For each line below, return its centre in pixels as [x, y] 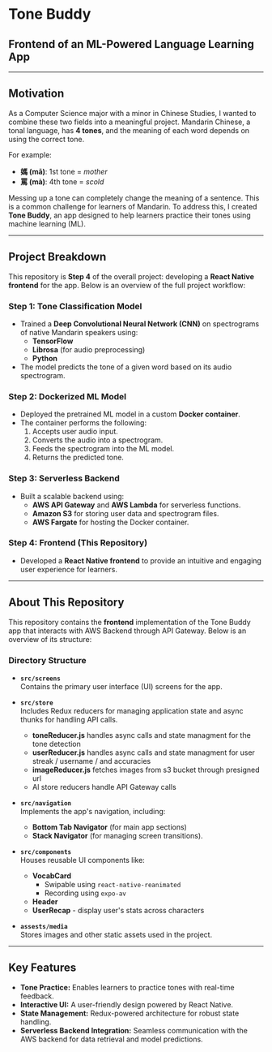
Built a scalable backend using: [72, 496]
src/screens [40, 679]
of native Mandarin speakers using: [79, 332]
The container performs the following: [83, 423]
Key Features [42, 968]
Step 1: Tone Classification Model [75, 306]
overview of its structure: [50, 639]
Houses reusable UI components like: [83, 860]
